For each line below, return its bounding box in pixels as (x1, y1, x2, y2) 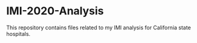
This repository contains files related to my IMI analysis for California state (6, 24, 192, 31)
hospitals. (6, 30, 31, 37)
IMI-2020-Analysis (6, 4, 104, 18)
